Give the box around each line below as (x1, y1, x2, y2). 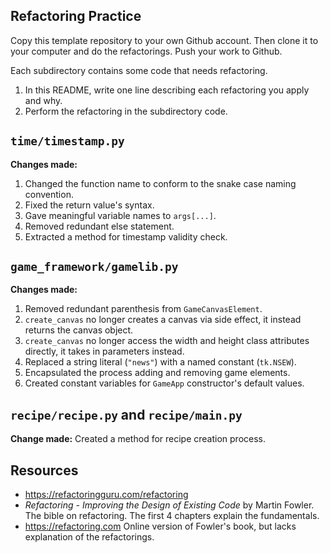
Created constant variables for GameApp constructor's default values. (24, 377, 305, 389)
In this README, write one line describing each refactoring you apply (24, 84, 310, 96)
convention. (24, 188, 74, 200)
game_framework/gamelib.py (10, 260, 179, 274)
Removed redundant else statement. (24, 220, 175, 232)
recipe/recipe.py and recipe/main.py (10, 406, 243, 423)
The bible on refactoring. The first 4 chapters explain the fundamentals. (24, 510, 320, 522)
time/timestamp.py (10, 134, 125, 149)
